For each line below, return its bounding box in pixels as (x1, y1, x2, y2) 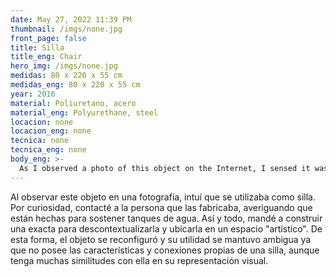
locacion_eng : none (10, 126, 92, 136)
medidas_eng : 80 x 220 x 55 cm (10, 80, 141, 90)
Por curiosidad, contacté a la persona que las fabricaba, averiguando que (10, 201, 313, 213)
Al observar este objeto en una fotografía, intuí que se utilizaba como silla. (10, 191, 316, 203)
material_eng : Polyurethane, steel (10, 107, 159, 118)
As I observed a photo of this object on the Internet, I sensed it (19, 163, 311, 173)
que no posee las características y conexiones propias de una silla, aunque (10, 244, 320, 256)
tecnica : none (10, 136, 70, 146)
